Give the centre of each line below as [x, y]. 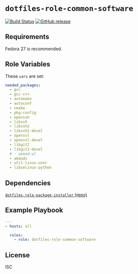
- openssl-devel [26, 140]
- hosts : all [18, 226]
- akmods [18, 158]
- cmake [17, 108]
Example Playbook [34, 210]
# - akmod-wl [23, 154]
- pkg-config [23, 112]
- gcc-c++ [19, 94]
